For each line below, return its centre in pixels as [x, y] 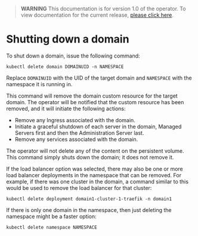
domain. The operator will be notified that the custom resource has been [95, 102]
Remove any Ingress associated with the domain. [75, 120]
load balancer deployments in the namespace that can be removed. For [94, 175]
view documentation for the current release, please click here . [97, 15]
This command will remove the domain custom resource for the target [92, 96]
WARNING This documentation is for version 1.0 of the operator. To [103, 9]
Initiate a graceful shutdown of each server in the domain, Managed [98, 126]
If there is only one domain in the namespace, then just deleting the [89, 210]
